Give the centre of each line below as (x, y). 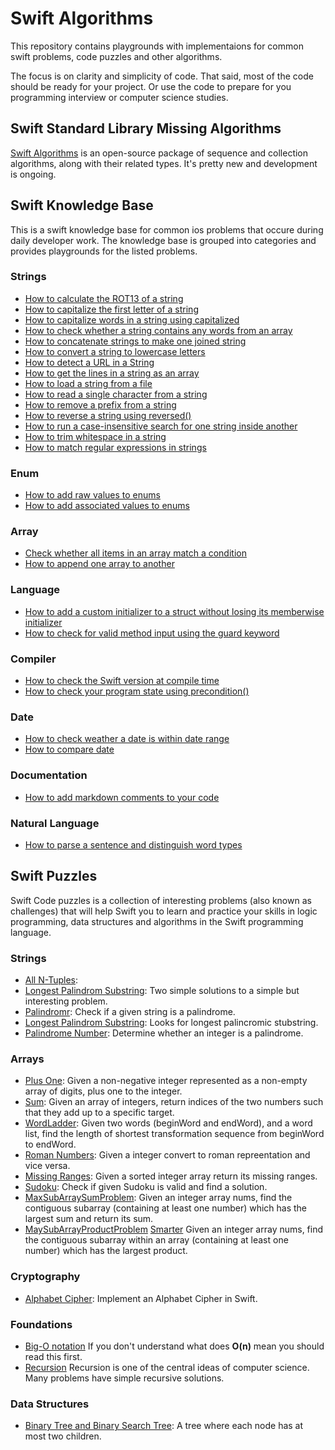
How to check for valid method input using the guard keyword (152, 633)
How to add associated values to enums (107, 506)
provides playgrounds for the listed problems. (104, 251)
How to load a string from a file (88, 383)
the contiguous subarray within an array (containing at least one (156, 1240)
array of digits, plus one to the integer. (103, 1091)
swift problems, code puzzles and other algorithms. (116, 56)
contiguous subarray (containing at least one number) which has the (166, 1208)
